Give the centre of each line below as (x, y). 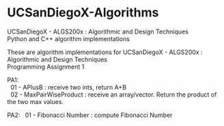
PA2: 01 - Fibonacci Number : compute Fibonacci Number (90, 115)
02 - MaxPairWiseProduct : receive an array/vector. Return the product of (113, 94)
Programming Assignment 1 (46, 66)
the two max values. (35, 101)
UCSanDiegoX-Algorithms (83, 13)
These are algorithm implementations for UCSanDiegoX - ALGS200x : (105, 52)
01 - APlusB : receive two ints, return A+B (68, 87)
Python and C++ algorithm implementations (68, 38)
